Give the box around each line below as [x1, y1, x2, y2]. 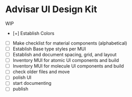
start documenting [12, 80, 52, 86]
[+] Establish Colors [12, 30, 55, 36]
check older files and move [12, 69, 70, 75]
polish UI [12, 75, 32, 81]
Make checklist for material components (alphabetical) [12, 40, 127, 46]
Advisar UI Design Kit [5, 4, 97, 15]
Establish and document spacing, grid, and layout [12, 52, 117, 58]
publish [12, 86, 29, 92]
